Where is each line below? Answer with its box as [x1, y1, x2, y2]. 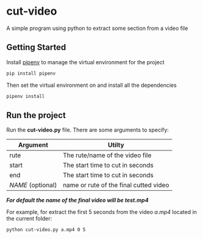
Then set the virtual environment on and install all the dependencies [6, 81, 177, 89]
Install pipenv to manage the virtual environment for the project [6, 58, 165, 65]
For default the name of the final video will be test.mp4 [6, 197, 149, 204]
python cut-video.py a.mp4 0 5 [6, 227, 86, 233]
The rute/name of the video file [63, 151, 152, 160]
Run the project [6, 110, 66, 120]
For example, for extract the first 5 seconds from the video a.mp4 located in [6, 208, 197, 216]
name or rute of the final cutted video [63, 181, 169, 189]
